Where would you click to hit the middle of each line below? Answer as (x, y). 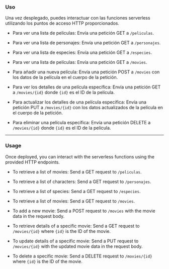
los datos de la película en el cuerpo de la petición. (65, 77)
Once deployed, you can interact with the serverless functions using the (80, 156)
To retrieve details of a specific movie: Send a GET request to (76, 226)
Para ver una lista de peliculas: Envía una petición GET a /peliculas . (83, 33)
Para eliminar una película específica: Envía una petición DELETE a (81, 123)
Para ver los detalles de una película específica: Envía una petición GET (87, 87)
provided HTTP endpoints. (33, 162)
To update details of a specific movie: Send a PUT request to (75, 241)
